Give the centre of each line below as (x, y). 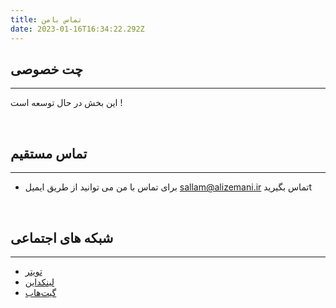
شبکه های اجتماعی (62, 237)
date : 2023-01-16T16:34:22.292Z (77, 29)
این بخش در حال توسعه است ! (66, 103)
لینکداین (39, 282)
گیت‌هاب (40, 292)
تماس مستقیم (49, 153)
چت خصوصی (46, 69)
